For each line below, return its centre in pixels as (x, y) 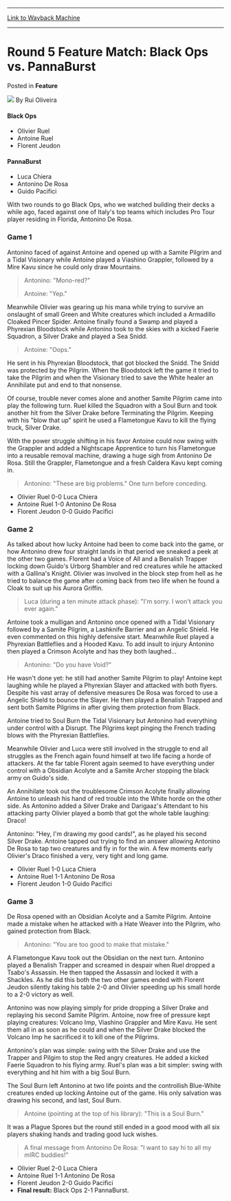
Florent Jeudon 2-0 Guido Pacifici (65, 1183)
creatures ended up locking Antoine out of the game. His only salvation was (114, 1093)
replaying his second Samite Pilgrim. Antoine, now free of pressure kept (109, 1015)
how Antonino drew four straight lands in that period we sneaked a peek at (113, 551)
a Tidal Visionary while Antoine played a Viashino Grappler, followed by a (110, 260)
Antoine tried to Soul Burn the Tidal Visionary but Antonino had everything (112, 720)
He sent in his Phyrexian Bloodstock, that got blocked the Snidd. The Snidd (113, 363)
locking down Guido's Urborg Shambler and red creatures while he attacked (115, 566)
